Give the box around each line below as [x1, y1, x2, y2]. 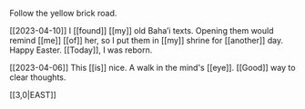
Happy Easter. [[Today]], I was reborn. [9, 45, 153, 55]
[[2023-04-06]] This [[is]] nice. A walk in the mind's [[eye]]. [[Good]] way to [9, 63, 296, 73]
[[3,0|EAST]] [9, 90, 56, 100]
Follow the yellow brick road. [9, 8, 117, 18]
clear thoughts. [9, 72, 66, 83]
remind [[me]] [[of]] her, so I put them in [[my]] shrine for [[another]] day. [9, 35, 284, 45]
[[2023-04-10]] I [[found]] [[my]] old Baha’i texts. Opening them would [9, 25, 274, 35]
